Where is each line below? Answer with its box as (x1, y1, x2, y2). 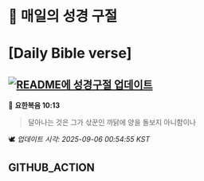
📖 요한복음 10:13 (8, 100, 61, 110)
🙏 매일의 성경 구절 (8, 7, 118, 26)
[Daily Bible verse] (8, 45, 132, 62)
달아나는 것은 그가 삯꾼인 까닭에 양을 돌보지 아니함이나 (27, 117, 197, 128)
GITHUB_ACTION (8, 160, 96, 174)
